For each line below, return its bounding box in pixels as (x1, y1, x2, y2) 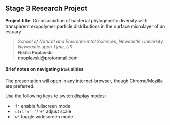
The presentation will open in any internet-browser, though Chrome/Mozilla (5, 78, 163, 84)
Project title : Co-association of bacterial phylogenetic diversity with (5, 17, 148, 23)
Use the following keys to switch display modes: (5, 93, 106, 99)
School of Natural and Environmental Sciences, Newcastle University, (17, 38, 164, 44)
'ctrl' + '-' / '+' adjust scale (12, 108, 71, 114)
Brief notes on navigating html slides (5, 66, 84, 72)
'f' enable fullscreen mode (12, 103, 71, 109)
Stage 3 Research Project (5, 4, 88, 13)
